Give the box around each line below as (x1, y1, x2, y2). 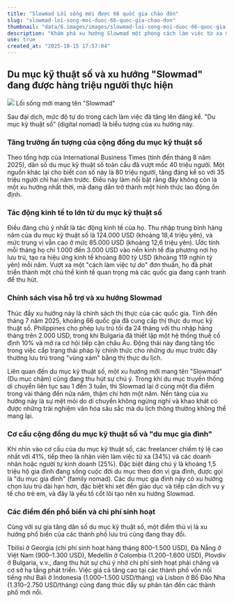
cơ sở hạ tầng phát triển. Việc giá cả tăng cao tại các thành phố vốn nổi (7, 566, 212, 574)
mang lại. (7, 412, 33, 420)
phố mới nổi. (7, 588, 43, 597)
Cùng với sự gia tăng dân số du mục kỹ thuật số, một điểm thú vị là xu (7, 523, 208, 531)
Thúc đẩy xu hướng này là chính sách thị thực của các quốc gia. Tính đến (7, 309, 218, 317)
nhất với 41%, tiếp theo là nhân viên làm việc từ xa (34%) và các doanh (7, 452, 211, 460)
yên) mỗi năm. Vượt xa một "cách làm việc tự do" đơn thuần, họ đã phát (7, 261, 213, 269)
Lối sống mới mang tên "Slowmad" (15, 99, 116, 107)
